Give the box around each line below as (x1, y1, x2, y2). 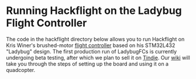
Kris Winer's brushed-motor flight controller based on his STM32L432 (6, 42, 176, 49)
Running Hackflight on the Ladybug (6, 4, 183, 17)
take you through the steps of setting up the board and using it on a (6, 60, 169, 67)
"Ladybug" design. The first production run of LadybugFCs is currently (6, 48, 177, 55)
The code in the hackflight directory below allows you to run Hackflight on (6, 35, 185, 42)
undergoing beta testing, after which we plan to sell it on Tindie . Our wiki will (6, 54, 190, 61)
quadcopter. (6, 66, 36, 73)
